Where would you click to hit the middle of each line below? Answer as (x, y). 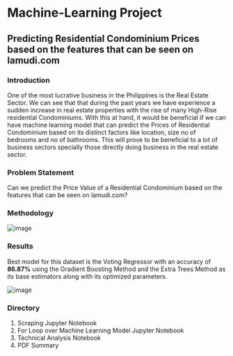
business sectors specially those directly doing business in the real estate (113, 147)
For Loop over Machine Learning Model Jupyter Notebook (101, 331)
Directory (24, 308)
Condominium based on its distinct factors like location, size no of (102, 132)
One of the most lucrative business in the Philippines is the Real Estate (108, 95)
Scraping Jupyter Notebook (57, 323)
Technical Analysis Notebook (59, 338)
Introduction (29, 80)
